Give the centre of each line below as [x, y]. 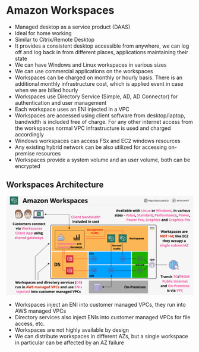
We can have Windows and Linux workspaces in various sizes [91, 65]
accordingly [29, 134]
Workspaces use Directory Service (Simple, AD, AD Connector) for [96, 96]
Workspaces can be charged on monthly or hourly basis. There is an [99, 77]
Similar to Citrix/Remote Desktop [55, 39]
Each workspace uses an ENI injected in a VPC [72, 109]
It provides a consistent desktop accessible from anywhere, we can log [102, 46]
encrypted [27, 166]
